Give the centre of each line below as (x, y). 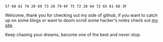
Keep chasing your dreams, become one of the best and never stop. (73, 35)
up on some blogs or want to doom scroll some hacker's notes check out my (81, 20)
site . (9, 25)
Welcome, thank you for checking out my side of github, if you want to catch (81, 15)
